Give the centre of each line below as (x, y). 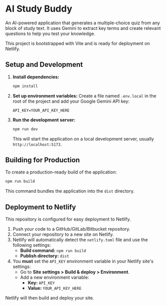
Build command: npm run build (53, 250)
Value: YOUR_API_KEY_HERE (55, 288)
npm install (25, 86)
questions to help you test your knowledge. (50, 33)
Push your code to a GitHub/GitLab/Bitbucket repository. (71, 229)
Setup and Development (44, 64)
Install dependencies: (36, 77)
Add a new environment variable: (55, 277)
